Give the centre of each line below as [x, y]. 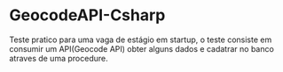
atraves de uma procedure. [59, 58]
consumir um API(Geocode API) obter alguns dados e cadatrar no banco [142, 48]
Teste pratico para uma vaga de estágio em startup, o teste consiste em [141, 40]
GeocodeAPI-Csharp [87, 15]
